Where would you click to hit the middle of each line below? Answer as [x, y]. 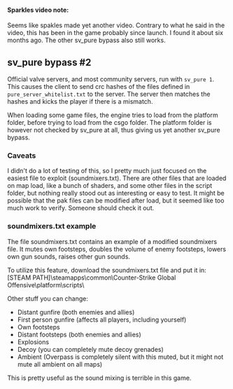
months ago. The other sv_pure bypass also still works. [86, 40]
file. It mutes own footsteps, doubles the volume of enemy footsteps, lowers [116, 249]
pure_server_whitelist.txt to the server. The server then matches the [109, 94]
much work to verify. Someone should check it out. [81, 208]
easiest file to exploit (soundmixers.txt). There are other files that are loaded [117, 178]
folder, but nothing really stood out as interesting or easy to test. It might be [116, 193]
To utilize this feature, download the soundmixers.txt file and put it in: [107, 270]
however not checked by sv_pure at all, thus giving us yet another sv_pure [114, 130]
